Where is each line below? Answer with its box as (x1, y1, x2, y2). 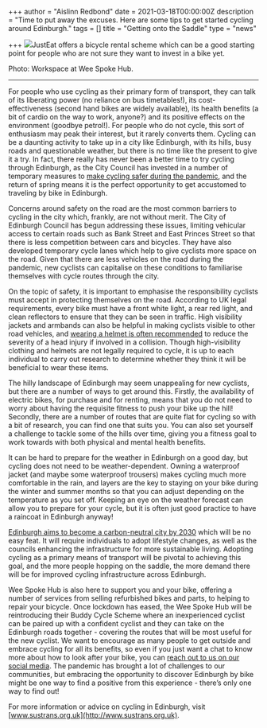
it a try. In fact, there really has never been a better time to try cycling (8, 154, 234, 164)
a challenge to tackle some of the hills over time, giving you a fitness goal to (8, 429, 257, 438)
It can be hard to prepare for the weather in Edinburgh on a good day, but (8, 453, 249, 462)
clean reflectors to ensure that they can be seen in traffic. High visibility (8, 312, 242, 321)
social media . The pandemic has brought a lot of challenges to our (8, 661, 226, 671)
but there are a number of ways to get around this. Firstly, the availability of (8, 387, 254, 396)
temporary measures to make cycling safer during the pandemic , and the (8, 171, 247, 181)
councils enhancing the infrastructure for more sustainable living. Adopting (8, 544, 253, 554)
